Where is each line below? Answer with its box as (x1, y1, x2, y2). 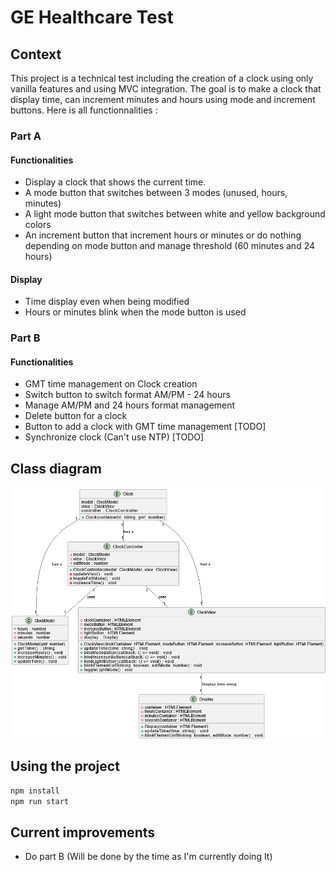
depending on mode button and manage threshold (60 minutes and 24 (24, 240, 316, 252)
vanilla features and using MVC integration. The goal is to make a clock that (10, 83, 322, 95)
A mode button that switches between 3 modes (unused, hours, (24, 187, 288, 199)
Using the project (10, 758, 120, 775)
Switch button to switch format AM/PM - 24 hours (24, 389, 231, 401)
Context (10, 46, 62, 63)
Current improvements (10, 824, 155, 841)
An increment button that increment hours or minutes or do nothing (24, 229, 302, 241)
